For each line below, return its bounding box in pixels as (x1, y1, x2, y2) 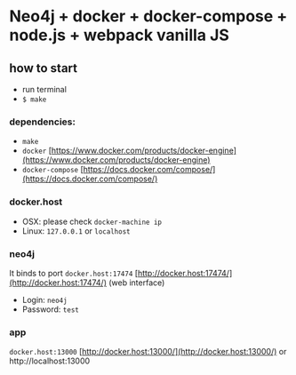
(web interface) (108, 277, 165, 288)
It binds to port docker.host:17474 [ (9, 267, 139, 278)
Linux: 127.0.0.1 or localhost (21, 225, 131, 236)
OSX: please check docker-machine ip (21, 216, 163, 227)
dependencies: (9, 116, 76, 128)
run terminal (21, 84, 67, 94)
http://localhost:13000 (9, 355, 91, 366)
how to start (9, 60, 78, 76)
